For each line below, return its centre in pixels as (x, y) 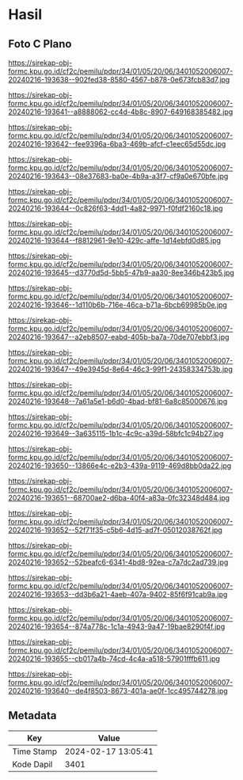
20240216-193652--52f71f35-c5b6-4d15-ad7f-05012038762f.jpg (116, 530)
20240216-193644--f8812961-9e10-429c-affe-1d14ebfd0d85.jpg (115, 240)
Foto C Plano (40, 44)
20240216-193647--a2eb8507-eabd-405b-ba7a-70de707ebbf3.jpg (119, 337)
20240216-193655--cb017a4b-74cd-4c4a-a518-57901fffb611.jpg (114, 658)
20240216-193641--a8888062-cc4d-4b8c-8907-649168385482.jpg (121, 112)
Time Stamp (35, 751)
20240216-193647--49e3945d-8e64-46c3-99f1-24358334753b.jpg (121, 369)
